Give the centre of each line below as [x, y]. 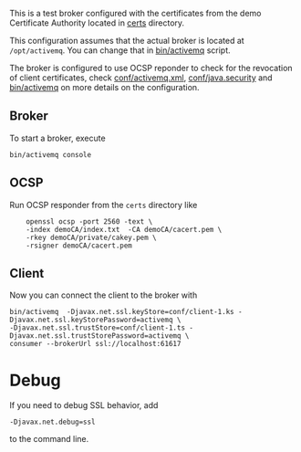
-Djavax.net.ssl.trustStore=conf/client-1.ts [97, 328]
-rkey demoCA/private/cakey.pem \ [91, 237]
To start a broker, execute [58, 138]
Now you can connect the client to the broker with [104, 295]
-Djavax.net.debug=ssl [52, 422]
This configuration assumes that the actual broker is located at [127, 41]
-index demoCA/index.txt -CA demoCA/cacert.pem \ [124, 229]
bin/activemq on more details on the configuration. [104, 87]
